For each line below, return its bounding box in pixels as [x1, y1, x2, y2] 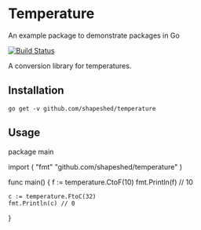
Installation [8, 84, 64, 97]
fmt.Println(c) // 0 [8, 199, 76, 207]
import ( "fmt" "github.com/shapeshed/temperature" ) [8, 162, 183, 171]
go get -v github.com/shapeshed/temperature [8, 104, 156, 112]
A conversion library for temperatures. [8, 60, 132, 71]
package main [8, 147, 54, 156]
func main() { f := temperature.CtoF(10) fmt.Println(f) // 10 [8, 177, 194, 187]
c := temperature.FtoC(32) [8, 192, 97, 200]
